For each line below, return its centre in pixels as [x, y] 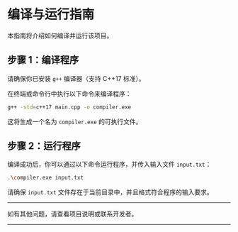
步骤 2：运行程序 [44, 146]
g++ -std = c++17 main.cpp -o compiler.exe [69, 107]
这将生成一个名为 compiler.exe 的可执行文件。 [75, 121]
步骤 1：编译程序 [43, 60]
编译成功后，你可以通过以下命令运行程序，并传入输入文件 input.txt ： [109, 165]
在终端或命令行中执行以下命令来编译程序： [69, 94]
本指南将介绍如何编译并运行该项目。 [60, 35]
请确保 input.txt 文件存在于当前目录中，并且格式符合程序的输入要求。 [110, 192]
